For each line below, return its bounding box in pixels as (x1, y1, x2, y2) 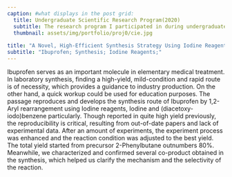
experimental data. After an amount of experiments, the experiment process (7, 126, 223, 135)
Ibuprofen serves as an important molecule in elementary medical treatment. (7, 67, 225, 76)
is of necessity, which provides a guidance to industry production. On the (7, 82, 216, 91)
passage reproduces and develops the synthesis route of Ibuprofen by (7, 97, 208, 105)
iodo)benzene (7, 111, 47, 120)
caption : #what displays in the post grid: (7, 10, 135, 17)
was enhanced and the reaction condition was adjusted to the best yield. (7, 133, 214, 142)
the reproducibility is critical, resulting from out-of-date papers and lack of (7, 119, 219, 127)
